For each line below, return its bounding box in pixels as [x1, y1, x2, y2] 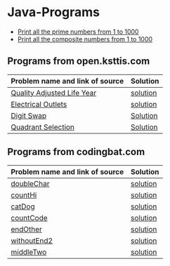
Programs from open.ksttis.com [7, 55, 150, 67]
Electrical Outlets [11, 99, 67, 109]
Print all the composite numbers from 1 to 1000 [17, 34, 153, 43]
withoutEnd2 [11, 236, 53, 246]
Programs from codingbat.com [7, 146, 145, 158]
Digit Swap [11, 110, 47, 120]
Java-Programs [7, 4, 100, 20]
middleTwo [11, 247, 47, 257]
